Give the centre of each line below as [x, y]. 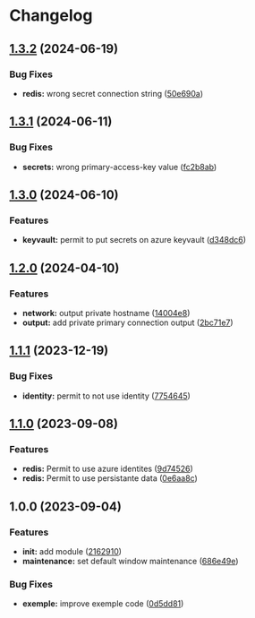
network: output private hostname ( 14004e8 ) [106, 313]
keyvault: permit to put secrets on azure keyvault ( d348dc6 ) [134, 240]
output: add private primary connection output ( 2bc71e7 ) [128, 322]
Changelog [51, 16]
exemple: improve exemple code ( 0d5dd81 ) [103, 604]
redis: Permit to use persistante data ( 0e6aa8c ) [110, 478]
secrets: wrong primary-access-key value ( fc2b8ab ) [119, 167]
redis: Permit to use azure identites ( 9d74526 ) [108, 469]
